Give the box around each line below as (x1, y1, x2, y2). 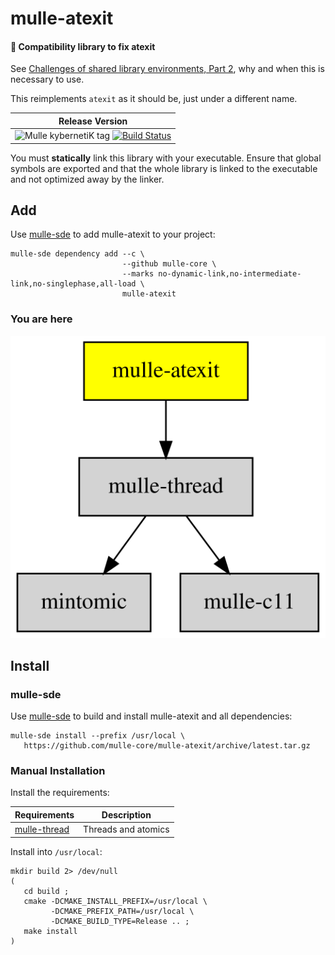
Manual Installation (10, 764, 106, 778)
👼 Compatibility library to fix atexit (10, 40, 156, 52)
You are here (10, 312, 73, 326)
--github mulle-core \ (121, 259, 217, 269)
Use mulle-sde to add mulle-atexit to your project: (10, 228, 216, 241)
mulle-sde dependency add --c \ (10, 249, 145, 259)
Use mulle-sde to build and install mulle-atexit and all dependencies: (10, 710, 293, 722)
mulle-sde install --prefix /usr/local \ (10, 731, 186, 741)
